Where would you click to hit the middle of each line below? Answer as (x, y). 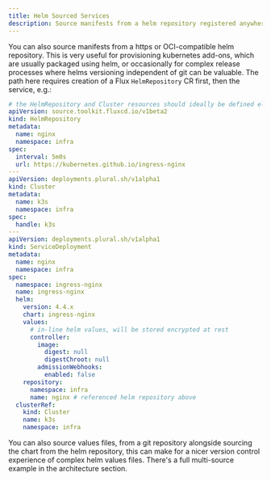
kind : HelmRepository (45, 119)
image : (48, 344)
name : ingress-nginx (50, 292)
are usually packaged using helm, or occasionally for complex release (124, 63)
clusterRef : (36, 405)
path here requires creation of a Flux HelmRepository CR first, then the (124, 81)
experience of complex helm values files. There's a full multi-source (121, 460)
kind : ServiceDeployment (50, 247)
